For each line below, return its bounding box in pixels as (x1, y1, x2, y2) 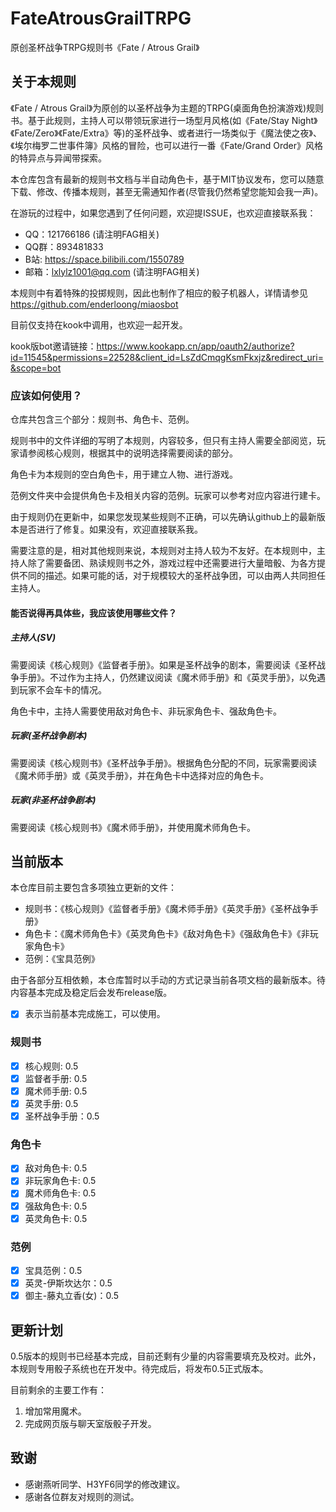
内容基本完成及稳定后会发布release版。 (10, 987, 173, 999)
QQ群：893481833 (24, 240, 104, 252)
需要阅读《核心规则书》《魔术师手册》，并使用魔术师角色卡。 (10, 821, 256, 833)
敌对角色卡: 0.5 (24, 1162, 88, 1174)
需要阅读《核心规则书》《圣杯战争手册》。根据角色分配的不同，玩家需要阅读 (10, 757, 317, 769)
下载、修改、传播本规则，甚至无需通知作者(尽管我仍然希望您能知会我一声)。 (10, 185, 324, 197)
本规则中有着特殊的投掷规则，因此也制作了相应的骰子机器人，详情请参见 (10, 287, 308, 299)
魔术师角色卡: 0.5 (24, 1187, 97, 1199)
